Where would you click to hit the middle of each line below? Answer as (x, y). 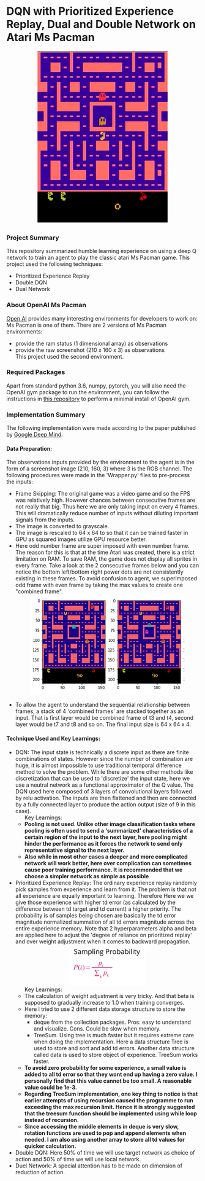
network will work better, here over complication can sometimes (108, 863)
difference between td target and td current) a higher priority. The (98, 909)
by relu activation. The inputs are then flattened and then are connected (106, 798)
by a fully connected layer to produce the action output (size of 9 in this (105, 804)
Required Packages (36, 372)
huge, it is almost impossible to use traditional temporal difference (98, 765)
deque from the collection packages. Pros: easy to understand (112, 1022)
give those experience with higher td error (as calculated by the (95, 902)
